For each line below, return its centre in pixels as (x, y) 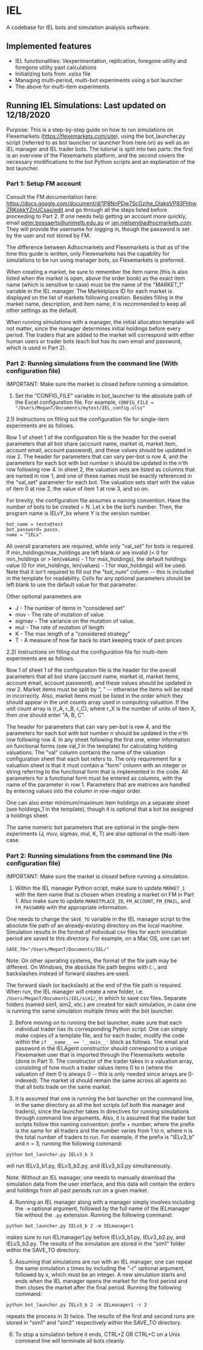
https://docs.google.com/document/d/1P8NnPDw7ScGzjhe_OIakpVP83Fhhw (101, 203)
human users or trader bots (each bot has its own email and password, (94, 341)
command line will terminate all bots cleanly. (70, 1341)
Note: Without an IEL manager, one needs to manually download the (91, 1178)
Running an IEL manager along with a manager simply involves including (105, 1202)
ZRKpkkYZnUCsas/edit (35, 210)
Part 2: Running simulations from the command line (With (92, 363)
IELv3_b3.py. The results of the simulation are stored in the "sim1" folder (96, 1244)
